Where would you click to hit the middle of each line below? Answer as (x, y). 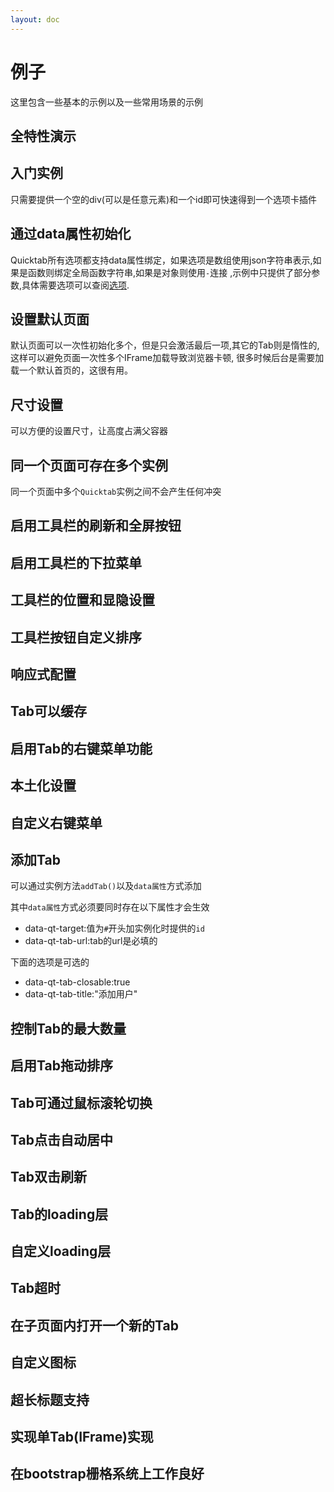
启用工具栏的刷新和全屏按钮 (96, 526)
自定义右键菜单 (56, 822)
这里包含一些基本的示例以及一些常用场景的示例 (106, 102)
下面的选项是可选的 (50, 962)
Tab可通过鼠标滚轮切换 (81, 1102)
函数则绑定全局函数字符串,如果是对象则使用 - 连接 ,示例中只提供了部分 (169, 272)
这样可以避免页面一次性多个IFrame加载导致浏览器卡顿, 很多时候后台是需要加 (167, 358)
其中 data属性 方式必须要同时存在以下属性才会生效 (110, 907)
